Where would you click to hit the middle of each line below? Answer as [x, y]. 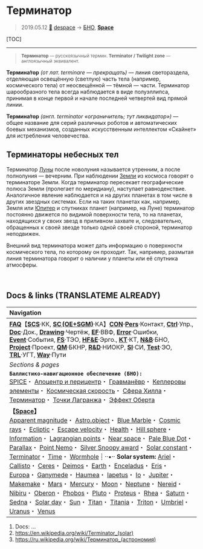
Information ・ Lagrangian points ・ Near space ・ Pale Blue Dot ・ [101, 438]
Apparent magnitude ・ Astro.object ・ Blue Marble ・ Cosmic [95, 420]
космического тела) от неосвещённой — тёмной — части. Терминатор [98, 85]
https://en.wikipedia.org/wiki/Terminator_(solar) [74, 533]
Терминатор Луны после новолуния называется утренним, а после [93, 169]
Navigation [25, 313]
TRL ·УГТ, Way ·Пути [38, 354]
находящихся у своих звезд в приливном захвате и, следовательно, [95, 221]
